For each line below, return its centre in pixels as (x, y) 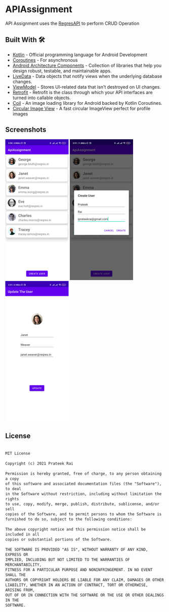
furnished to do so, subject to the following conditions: (69, 519)
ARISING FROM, (20, 590)
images (20, 114)
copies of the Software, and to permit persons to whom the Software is (83, 514)
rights (12, 499)
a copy (12, 479)
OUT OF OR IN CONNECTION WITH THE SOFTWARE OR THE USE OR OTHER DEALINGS (85, 595)
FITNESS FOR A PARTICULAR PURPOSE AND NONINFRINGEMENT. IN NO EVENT (79, 570)
